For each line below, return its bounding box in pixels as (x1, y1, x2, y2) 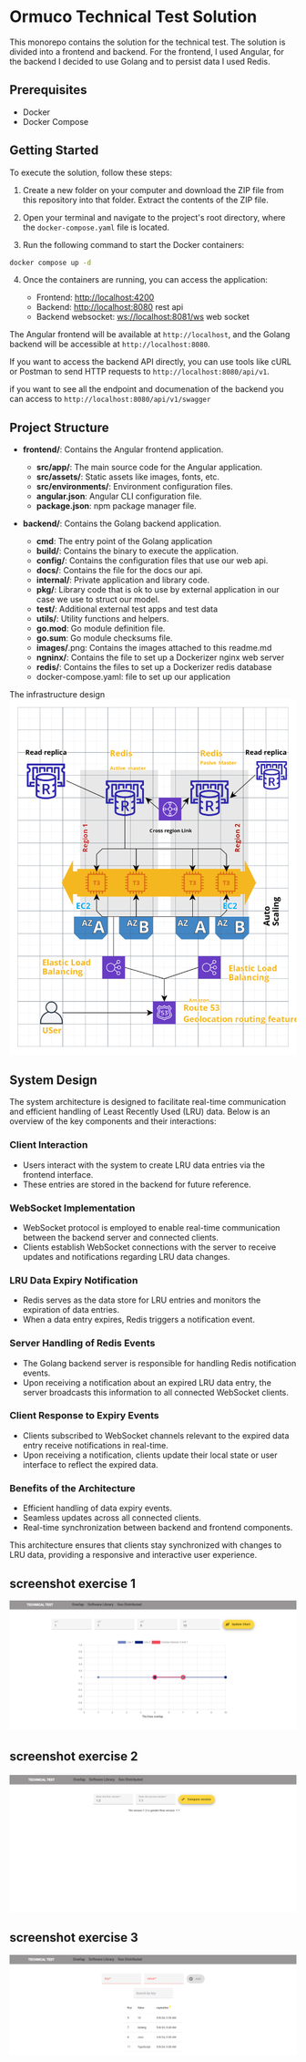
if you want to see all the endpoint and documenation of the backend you (9, 384, 284, 395)
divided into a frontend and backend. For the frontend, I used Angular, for (9, 46, 284, 57)
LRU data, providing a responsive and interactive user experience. (9, 1550, 258, 1561)
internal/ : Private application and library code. (36, 574, 210, 585)
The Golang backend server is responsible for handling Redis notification (22, 1357, 297, 1368)
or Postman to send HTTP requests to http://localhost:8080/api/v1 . (9, 366, 270, 377)
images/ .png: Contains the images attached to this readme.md (36, 643, 272, 654)
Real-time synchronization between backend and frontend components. (22, 1522, 293, 1533)
